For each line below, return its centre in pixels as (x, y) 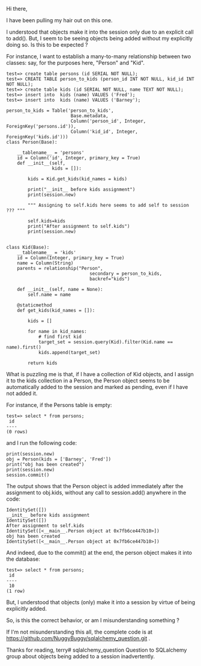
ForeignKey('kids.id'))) (37, 137)
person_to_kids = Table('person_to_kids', (60, 111)
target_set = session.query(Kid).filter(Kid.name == (105, 342)
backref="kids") (109, 279)
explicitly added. (26, 609)
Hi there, (17, 9)
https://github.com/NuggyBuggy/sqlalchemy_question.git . (78, 638)
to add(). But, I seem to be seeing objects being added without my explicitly (100, 38)
